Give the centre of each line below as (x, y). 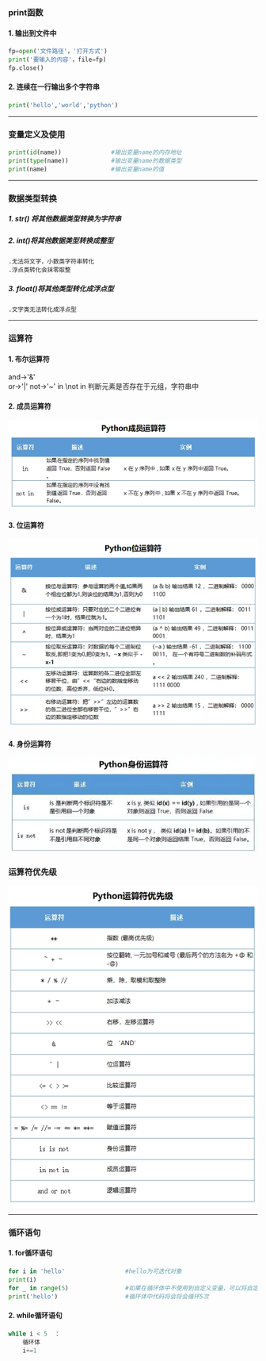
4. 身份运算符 (30, 744)
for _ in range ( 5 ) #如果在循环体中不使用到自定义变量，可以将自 (131, 1288)
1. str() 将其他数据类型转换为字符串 (65, 219)
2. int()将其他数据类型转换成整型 (61, 240)
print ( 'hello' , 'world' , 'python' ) (63, 105)
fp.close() (26, 68)
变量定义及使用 (37, 134)
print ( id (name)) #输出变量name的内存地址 (95, 152)
